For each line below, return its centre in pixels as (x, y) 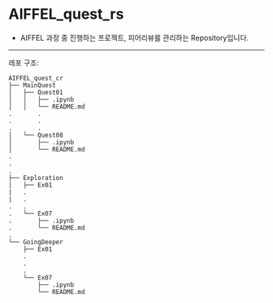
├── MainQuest (32, 85)
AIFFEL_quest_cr (36, 78)
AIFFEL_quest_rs (66, 14)
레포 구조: (24, 63)
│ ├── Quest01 (36, 92)
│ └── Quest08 (36, 135)
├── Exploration (36, 178)
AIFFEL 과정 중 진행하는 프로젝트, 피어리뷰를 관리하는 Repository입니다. (134, 37)
